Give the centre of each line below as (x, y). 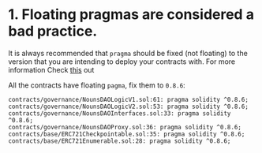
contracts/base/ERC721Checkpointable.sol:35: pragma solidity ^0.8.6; (127, 134)
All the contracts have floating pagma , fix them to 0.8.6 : (97, 85)
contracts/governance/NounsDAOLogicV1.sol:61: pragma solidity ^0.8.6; (128, 99)
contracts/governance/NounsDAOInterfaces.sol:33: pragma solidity (120, 113)
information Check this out (51, 69)
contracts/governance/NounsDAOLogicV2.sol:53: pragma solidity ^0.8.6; (128, 106)
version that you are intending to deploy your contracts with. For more (122, 62)
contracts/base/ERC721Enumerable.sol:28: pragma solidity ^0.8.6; (120, 141)
